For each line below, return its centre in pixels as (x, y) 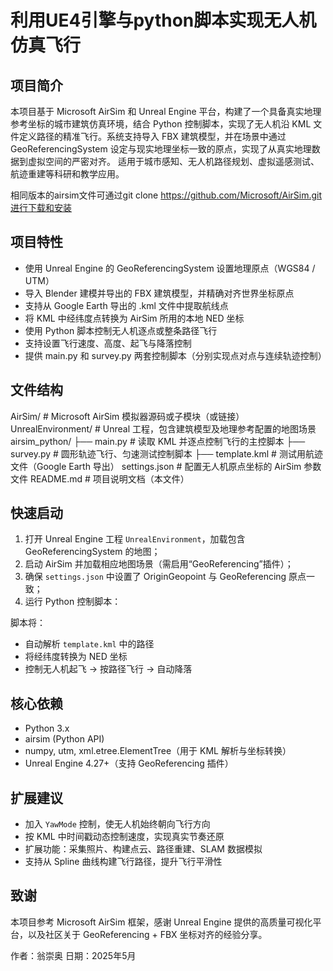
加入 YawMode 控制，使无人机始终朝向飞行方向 (117, 824)
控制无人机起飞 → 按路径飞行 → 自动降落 (108, 669)
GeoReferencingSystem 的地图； (92, 552)
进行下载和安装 (41, 207)
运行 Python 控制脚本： (73, 602)
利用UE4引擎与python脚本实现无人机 (163, 20)
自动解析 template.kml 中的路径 (89, 644)
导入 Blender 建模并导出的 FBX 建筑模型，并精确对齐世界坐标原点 (159, 293)
